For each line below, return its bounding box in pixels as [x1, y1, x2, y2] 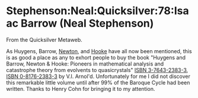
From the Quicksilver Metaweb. [6, 36, 82, 43]
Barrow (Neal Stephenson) [20, 17, 154, 30]
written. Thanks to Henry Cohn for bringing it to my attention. [6, 85, 155, 92]
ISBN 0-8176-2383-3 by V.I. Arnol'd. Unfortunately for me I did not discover [6, 73, 191, 80]
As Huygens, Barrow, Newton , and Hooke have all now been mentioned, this [6, 47, 192, 54]
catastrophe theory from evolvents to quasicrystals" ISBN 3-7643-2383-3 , [6, 66, 189, 73]
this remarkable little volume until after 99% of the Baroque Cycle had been [6, 79, 190, 86]
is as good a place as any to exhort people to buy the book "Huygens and [6, 54, 186, 61]
